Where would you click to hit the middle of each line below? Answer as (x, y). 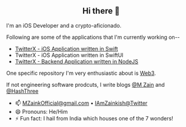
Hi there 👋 (101, 11)
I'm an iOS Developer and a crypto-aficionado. (64, 25)
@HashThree (23, 91)
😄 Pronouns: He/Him (41, 111)
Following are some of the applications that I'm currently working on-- (93, 37)
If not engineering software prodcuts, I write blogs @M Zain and (85, 84)
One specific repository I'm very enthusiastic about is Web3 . (81, 73)
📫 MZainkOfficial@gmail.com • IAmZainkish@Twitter (81, 103)
